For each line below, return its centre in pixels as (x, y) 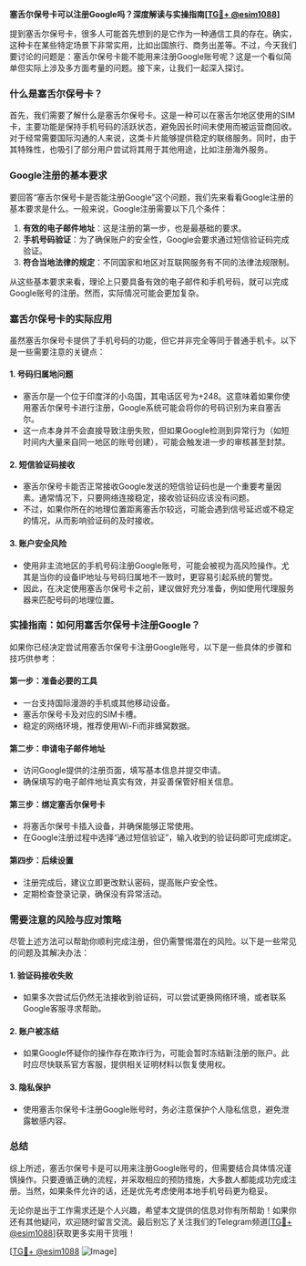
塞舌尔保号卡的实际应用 (61, 318)
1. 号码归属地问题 (41, 374)
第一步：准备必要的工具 (53, 681)
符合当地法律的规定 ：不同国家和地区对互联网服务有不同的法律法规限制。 (158, 262)
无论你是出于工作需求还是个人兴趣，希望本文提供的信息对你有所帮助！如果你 (153, 1210)
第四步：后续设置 (41, 860)
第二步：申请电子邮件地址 (57, 748)
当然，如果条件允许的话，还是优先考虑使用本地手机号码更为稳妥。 (149, 1190)
